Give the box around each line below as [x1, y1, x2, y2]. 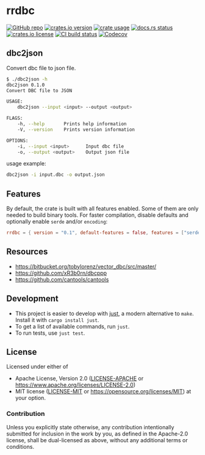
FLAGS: [6, 115, 23, 122]
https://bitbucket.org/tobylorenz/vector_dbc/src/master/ [15, 263, 157, 270]
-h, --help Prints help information [17, 121, 127, 127]
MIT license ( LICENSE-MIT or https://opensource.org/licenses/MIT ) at [15, 388, 192, 395]
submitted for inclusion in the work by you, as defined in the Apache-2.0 [6, 430, 188, 437]
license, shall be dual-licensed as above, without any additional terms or [6, 436, 188, 443]
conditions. [6, 443, 35, 450]
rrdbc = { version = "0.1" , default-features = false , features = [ [6, 230, 184, 236]
